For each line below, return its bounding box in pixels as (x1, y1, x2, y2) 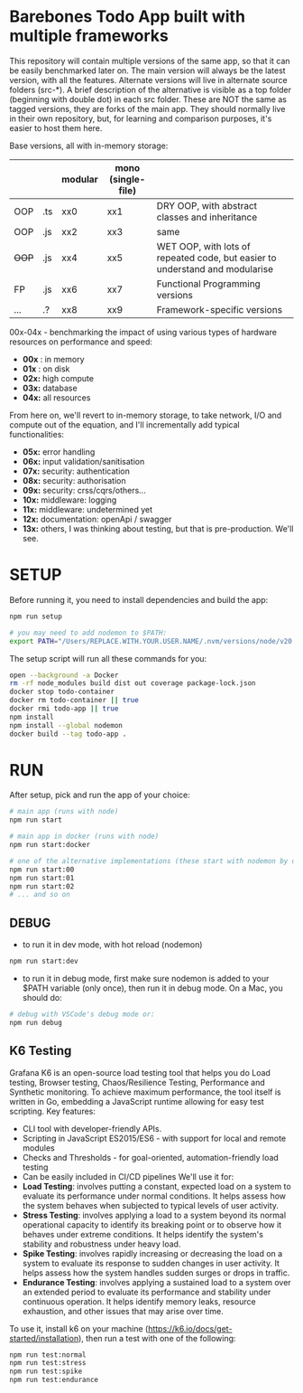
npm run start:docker (9, 841, 91, 850)
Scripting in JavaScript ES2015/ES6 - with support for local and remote (22, 1133, 287, 1144)
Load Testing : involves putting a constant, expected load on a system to (22, 1181, 291, 1191)
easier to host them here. (9, 122, 103, 133)
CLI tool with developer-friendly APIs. (22, 1123, 162, 1134)
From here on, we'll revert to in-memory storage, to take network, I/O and (9, 409, 282, 420)
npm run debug (9, 1018, 63, 1027)
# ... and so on (9, 890, 70, 899)
